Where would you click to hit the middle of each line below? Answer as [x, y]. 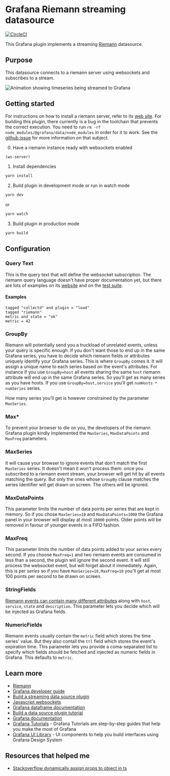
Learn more [24, 673]
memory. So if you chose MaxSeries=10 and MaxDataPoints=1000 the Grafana [84, 514]
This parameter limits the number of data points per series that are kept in [82, 509]
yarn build [17, 233]
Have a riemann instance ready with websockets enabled [73, 147]
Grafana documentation [37, 718]
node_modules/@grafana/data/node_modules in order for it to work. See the [82, 132]
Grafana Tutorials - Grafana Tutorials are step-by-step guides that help [87, 724]
